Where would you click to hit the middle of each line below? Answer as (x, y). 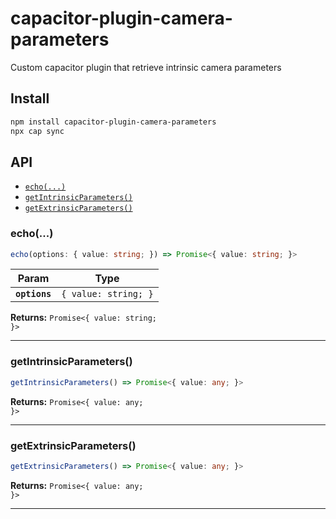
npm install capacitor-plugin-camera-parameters (113, 122)
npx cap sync (37, 131)
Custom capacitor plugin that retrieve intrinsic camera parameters (146, 67)
